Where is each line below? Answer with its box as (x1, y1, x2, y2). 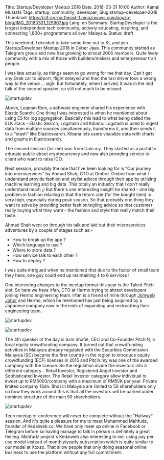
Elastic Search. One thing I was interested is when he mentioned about (5, 110, 148, 116)
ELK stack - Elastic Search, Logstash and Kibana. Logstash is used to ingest (5, 120, 159, 126)
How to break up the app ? (12, 237, 66, 243)
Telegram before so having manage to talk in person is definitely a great (5, 429, 150, 434)
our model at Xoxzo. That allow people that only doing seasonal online (5, 444, 147, 450)
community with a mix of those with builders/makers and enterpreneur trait (5, 55, 156, 61)
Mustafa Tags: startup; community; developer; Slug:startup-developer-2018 (5, 9, 158, 15)
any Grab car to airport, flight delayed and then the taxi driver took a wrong (5, 76, 157, 81)
